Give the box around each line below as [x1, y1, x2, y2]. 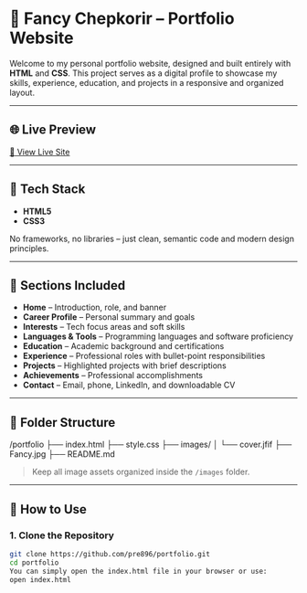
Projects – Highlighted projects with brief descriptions [22, 360, 227, 371]
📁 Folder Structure [9, 415, 116, 430]
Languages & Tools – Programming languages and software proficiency [22, 331, 294, 342]
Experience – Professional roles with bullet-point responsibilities [22, 351, 266, 362]
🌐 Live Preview [9, 122, 97, 138]
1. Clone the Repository [9, 529, 114, 542]
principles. [9, 242, 49, 254]
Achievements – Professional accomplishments [22, 370, 204, 381]
